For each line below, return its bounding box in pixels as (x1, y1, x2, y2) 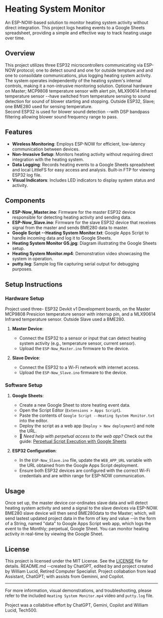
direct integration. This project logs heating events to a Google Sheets (5, 24, 145, 30)
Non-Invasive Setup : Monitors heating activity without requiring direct (12, 151, 153, 157)
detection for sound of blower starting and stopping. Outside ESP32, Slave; (5, 98, 155, 104)
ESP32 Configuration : (12, 448, 57, 454)
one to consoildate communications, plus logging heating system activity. (5, 72, 152, 78)
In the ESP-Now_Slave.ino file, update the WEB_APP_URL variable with (19, 457, 152, 463)
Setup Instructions (5, 280, 63, 288)
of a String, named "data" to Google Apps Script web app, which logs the (5, 521, 151, 526)
